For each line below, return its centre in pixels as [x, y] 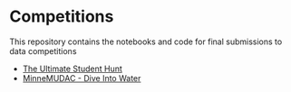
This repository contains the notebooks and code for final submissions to [146, 41]
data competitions [43, 51]
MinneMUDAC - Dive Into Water [82, 78]
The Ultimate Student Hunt [72, 69]
